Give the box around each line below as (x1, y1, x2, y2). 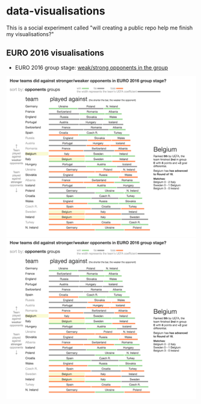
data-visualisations (6, 4, 105, 18)
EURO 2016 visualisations (6, 48, 104, 58)
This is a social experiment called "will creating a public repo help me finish (6, 24, 193, 31)
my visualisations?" (6, 30, 54, 37)
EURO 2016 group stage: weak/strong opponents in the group (14, 64, 169, 71)
